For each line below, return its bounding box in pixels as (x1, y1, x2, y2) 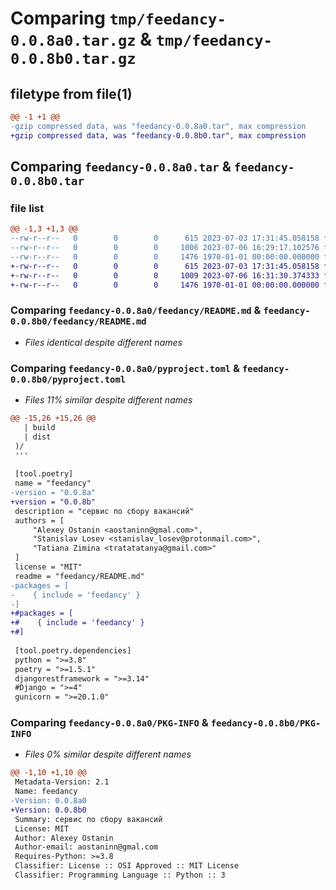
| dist (23, 432, 52, 442)
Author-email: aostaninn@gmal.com (14, 842, 159, 852)
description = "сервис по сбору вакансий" (14, 506, 195, 516)
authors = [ (14, 515, 65, 526)
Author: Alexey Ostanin (14, 833, 114, 843)
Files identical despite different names (24, 336, 183, 348)
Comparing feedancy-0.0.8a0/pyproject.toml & (10, 361, 241, 375)
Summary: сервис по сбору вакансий (14, 814, 163, 824)
